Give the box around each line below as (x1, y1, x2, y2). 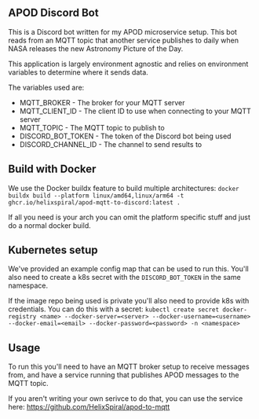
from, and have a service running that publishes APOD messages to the (8, 370, 239, 380)
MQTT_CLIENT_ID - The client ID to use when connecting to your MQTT (19, 106, 251, 116)
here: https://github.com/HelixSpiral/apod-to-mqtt (8, 402, 170, 412)
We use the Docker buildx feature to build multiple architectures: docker (8, 183, 239, 193)
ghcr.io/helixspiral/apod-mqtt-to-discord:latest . (8, 198, 181, 207)
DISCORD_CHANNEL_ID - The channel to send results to (19, 139, 202, 149)
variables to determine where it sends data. (8, 67, 149, 77)
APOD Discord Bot (8, 6, 100, 20)
